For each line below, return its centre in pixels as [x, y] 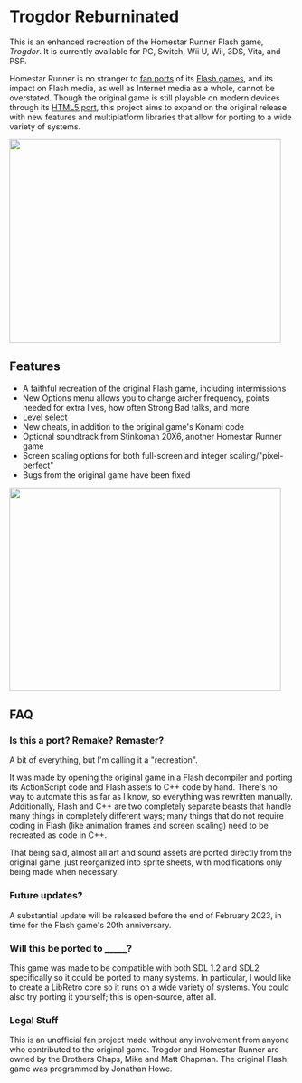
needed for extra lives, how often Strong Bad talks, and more [136, 407]
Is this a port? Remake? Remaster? [87, 741]
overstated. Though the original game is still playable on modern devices [145, 98]
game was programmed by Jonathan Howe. [91, 1069]
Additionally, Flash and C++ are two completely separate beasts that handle [151, 806]
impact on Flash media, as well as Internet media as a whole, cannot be [142, 88]
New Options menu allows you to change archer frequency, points [146, 398]
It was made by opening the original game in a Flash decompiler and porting [151, 778]
